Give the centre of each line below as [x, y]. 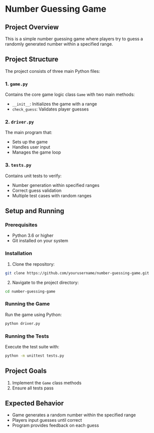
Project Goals [26, 371]
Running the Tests [27, 336]
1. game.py [17, 84]
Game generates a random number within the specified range [74, 415]
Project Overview [32, 27]
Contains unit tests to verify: [33, 176]
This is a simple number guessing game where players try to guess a [74, 39]
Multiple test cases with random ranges [52, 195]
